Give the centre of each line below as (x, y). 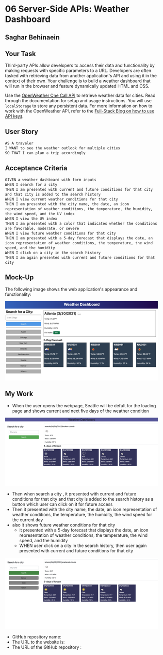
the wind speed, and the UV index (40, 214)
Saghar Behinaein (32, 37)
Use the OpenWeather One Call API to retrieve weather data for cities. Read (80, 95)
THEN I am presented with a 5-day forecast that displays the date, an (79, 238)
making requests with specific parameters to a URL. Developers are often (78, 71)
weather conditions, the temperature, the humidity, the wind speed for (82, 515)
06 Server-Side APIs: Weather (67, 9)
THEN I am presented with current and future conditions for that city (79, 190)
